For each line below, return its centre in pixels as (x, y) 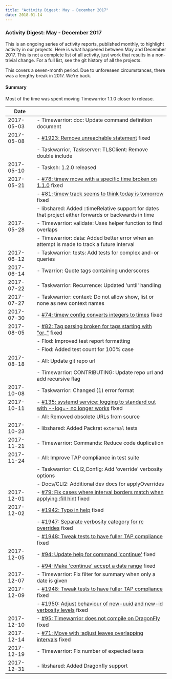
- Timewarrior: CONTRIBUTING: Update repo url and (100, 372)
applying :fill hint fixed (63, 499)
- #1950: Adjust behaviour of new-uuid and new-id (100, 604)
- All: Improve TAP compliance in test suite (88, 458)
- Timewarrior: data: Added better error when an (95, 238)
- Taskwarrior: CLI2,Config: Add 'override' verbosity (100, 469)
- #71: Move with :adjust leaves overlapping (90, 633)
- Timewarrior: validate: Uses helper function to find (99, 223)
